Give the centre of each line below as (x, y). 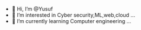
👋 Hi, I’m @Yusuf (32, 9)
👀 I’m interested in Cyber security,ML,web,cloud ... (73, 15)
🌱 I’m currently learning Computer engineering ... (71, 21)
